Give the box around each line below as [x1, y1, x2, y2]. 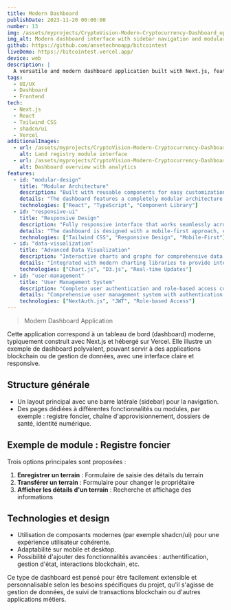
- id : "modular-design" [13, 176, 81, 183]
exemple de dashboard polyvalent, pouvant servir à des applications [7, 345, 201, 353]
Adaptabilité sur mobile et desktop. [16, 545, 117, 554]
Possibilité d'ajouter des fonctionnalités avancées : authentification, [16, 553, 208, 561]
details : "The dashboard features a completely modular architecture [19, 195, 223, 203]
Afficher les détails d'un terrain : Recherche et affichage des [16, 486, 192, 494]
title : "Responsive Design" [19, 215, 100, 221]
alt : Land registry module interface [19, 151, 128, 158]
